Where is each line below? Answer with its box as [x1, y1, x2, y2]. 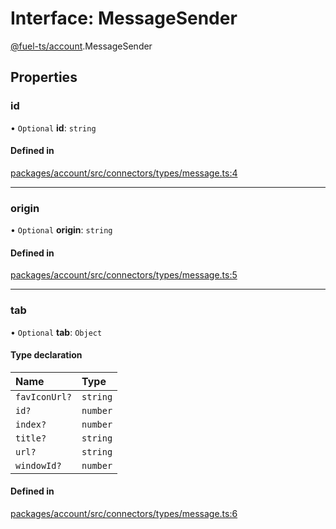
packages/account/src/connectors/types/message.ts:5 [10, 269, 238, 281]
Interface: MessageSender [10, 7, 238, 30]
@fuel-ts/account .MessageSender [10, 40, 153, 52]
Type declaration [10, 349, 83, 361]
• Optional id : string [10, 122, 97, 134]
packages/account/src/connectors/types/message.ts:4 [10, 167, 238, 179]
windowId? [15, 460, 62, 471]
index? [15, 418, 47, 430]
